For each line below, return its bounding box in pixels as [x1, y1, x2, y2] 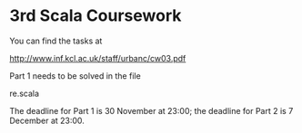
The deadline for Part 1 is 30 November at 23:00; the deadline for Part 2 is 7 [9, 105, 294, 116]
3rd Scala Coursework [9, 5, 182, 26]
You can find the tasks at [9, 35, 103, 46]
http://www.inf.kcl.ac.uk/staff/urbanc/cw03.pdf [9, 52, 186, 63]
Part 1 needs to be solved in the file [9, 70, 141, 81]
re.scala [9, 88, 39, 99]
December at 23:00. [9, 115, 85, 126]
